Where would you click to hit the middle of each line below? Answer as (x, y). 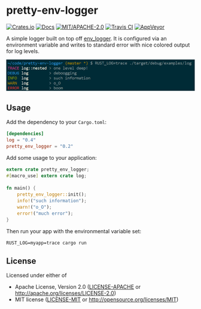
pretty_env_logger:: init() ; (52, 194)
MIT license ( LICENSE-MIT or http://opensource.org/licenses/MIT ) (97, 299)
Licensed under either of (36, 276)
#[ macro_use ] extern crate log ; (46, 176)
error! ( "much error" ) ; (45, 213)
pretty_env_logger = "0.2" (40, 146)
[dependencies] (25, 134)
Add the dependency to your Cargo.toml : (56, 122)
